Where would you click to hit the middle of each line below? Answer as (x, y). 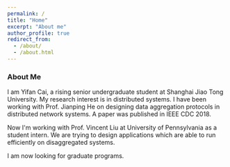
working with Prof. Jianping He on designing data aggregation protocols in (114, 107)
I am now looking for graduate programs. (66, 156)
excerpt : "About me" (37, 26)
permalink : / (26, 14)
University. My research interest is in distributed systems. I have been (107, 100)
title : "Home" (28, 20)
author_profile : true (39, 33)
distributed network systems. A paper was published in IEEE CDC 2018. (109, 114)
